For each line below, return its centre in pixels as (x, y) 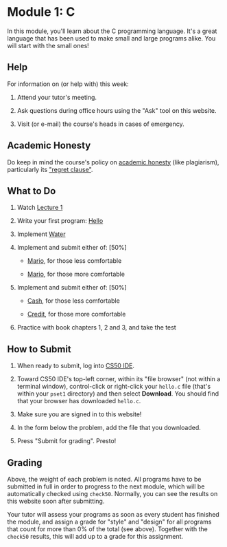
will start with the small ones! (48, 45)
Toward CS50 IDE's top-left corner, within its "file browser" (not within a (119, 379)
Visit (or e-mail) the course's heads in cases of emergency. (101, 124)
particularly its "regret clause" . (50, 169)
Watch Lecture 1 (40, 208)
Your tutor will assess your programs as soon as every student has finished (113, 514)
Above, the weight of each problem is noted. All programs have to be (104, 479)
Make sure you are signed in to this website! (79, 414)
